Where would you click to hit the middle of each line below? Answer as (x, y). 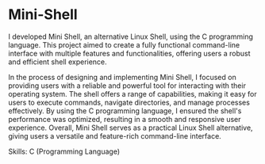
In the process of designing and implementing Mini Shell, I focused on (122, 77)
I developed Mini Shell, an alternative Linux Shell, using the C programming (131, 36)
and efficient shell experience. (58, 62)
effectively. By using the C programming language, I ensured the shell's (125, 111)
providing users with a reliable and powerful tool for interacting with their (127, 86)
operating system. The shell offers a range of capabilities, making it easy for (132, 93)
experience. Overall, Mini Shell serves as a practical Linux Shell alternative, (131, 128)
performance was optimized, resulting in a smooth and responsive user (125, 119)
